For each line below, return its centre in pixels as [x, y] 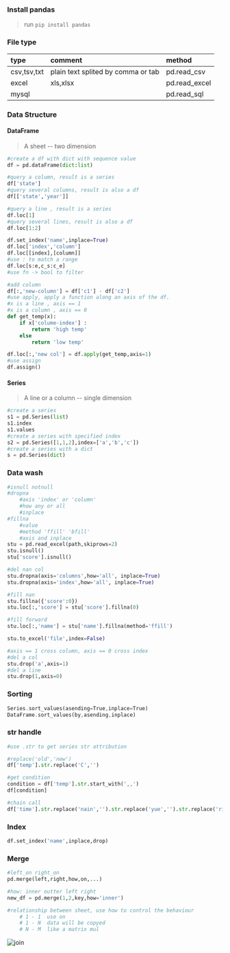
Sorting [20, 694]
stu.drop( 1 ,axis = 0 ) [35, 676]
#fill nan [21, 595]
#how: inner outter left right [52, 891]
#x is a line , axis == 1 [44, 304]
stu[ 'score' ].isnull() [39, 557]
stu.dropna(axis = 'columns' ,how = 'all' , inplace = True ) [84, 576]
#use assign [24, 361]
